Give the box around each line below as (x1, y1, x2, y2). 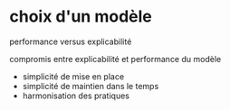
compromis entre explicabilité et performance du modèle (9, 53, 222, 64)
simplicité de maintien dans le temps (22, 80, 159, 91)
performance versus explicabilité (9, 36, 132, 47)
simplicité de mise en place (22, 70, 125, 82)
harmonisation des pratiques (22, 90, 129, 101)
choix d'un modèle (9, 6, 152, 27)
